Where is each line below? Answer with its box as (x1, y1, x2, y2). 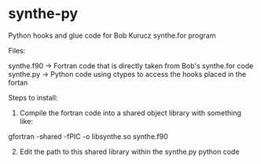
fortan (8, 78, 28, 87)
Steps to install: (8, 93, 58, 102)
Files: (8, 46, 26, 55)
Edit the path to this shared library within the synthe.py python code (19, 147, 240, 156)
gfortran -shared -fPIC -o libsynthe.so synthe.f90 (8, 131, 169, 141)
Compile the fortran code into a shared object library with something (19, 108, 241, 118)
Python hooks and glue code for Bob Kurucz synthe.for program (8, 31, 216, 40)
